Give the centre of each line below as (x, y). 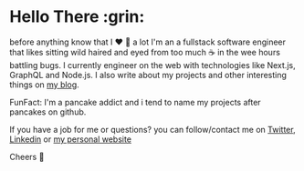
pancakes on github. (48, 112)
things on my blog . (44, 85)
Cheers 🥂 (27, 156)
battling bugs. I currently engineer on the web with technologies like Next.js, (152, 65)
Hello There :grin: (77, 17)
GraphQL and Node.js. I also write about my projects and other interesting (148, 75)
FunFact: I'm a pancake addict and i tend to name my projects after (136, 102)
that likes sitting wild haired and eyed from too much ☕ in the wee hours (145, 52)
